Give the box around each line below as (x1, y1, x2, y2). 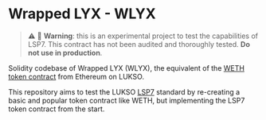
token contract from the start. (8, 104, 105, 114)
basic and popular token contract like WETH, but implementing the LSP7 (8, 95, 245, 105)
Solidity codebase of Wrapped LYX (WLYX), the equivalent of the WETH (8, 63, 245, 72)
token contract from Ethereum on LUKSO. (8, 72, 145, 81)
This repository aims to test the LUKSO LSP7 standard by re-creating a (8, 87, 241, 96)
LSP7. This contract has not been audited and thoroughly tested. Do (27, 39, 251, 48)
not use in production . (27, 48, 103, 57)
